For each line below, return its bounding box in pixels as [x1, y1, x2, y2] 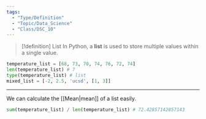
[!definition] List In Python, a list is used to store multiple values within [21, 43, 199, 50]
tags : [6, 9, 20, 15]
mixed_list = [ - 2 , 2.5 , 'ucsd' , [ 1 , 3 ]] [6, 78, 112, 84]
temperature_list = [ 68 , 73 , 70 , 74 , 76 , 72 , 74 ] [6, 61, 136, 67]
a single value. [21, 49, 58, 57]
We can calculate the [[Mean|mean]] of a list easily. [6, 95, 137, 102]
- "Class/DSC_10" [12, 26, 56, 32]
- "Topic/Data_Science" [12, 20, 72, 26]
